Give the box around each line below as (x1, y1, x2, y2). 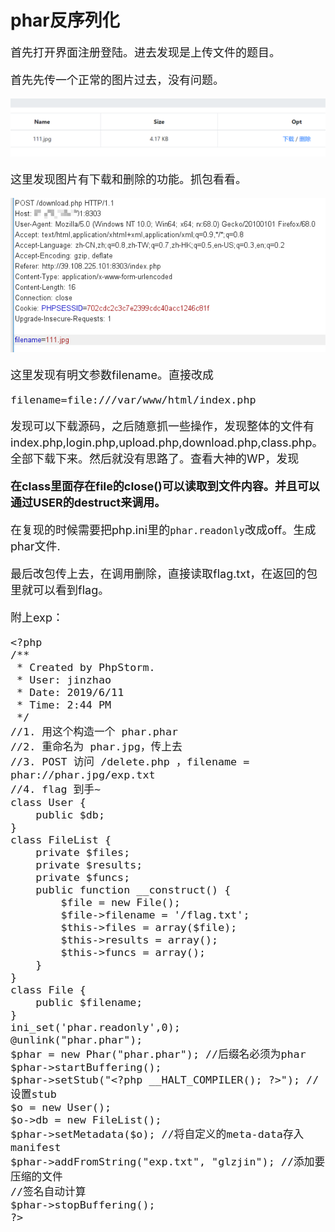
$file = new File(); (60, 896, 181, 910)
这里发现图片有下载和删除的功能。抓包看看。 (10, 172, 247, 187)
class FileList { (10, 833, 112, 847)
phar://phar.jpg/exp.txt (10, 768, 156, 782)
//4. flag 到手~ (10, 782, 102, 796)
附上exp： (10, 611, 64, 625)
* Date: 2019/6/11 (16, 686, 125, 700)
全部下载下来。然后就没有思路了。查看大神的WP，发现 (10, 452, 300, 466)
